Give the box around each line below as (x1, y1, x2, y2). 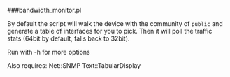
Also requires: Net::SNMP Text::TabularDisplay (7, 62, 141, 69)
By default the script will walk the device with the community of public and (7, 20, 224, 27)
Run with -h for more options (7, 48, 90, 56)
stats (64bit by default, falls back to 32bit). (7, 34, 130, 43)
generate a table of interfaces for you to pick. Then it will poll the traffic (7, 27, 213, 35)
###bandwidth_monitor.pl (7, 6, 82, 14)
